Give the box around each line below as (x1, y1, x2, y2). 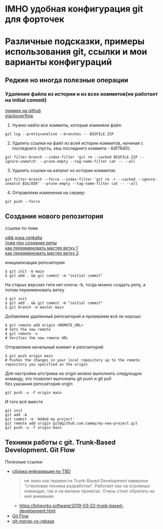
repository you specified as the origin (5, 362, 88, 367)
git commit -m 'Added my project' (5, 417, 75, 422)
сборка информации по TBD (12, 468, 71, 474)
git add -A (5, 412, 27, 417)
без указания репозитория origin (5, 381, 73, 387)
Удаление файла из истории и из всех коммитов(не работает (5, 90, 158, 97)
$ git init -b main (5, 269, 45, 274)
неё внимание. (24, 493, 55, 499)
